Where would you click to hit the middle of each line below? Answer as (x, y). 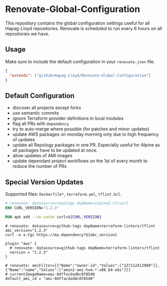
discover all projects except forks (47, 108)
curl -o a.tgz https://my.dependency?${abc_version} (61, 235)
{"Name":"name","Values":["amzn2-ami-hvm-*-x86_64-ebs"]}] (68, 270)
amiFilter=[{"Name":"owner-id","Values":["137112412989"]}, (96, 265)
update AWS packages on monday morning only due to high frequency (85, 134)
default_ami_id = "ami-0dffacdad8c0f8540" (50, 278)
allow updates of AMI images (42, 156)
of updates (23, 140)
